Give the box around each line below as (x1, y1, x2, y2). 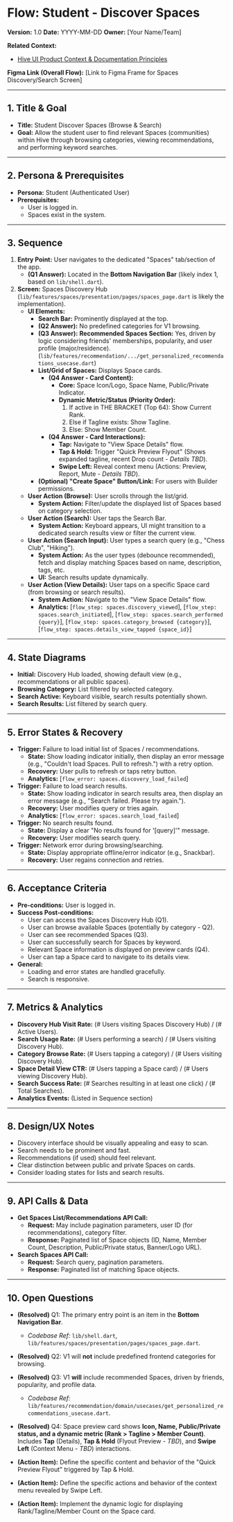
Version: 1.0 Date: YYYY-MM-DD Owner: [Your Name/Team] (7, 28, 182, 36)
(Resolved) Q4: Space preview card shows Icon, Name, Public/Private (17, 1423, 221, 1431)
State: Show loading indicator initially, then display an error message (27, 753, 225, 760)
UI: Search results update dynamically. (37, 573, 149, 582)
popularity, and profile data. (17, 1381, 97, 1389)
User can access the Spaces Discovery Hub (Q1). (27, 915, 169, 924)
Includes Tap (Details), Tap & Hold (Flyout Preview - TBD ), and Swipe (17, 1437, 216, 1445)
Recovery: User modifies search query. (27, 833, 141, 842)
